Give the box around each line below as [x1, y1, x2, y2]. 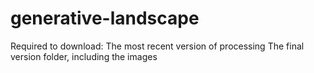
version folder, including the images [10, 50, 158, 62]
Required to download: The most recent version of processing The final [10, 40, 305, 52]
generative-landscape [10, 7, 200, 30]
